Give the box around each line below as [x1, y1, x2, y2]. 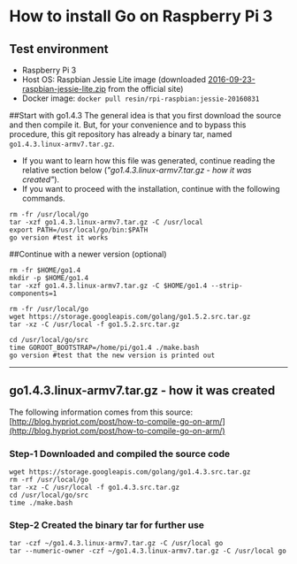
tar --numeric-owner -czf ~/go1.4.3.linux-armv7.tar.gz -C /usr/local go [9, 546, 287, 556]
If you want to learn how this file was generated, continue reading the [21, 156, 276, 165]
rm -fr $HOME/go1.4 [9, 266, 81, 275]
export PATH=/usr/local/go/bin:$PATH [9, 225, 148, 234]
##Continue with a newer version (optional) [9, 249, 167, 259]
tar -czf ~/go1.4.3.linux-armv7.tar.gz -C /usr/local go [9, 539, 224, 548]
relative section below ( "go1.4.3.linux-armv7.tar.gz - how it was [21, 165, 252, 175]
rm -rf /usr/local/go [9, 476, 89, 484]
